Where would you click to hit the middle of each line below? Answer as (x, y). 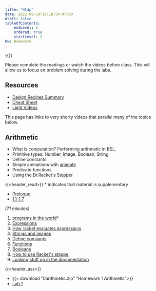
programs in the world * (35, 218)
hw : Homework (18, 42)
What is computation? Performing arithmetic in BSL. (64, 149)
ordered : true (28, 32)
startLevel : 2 (28, 37)
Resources (22, 85)
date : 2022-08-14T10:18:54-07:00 (39, 14)
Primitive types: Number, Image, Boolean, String (60, 154)
